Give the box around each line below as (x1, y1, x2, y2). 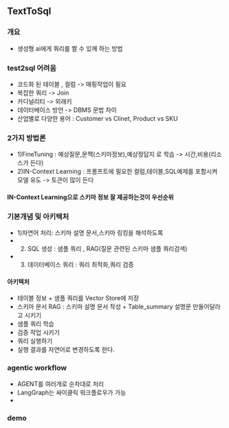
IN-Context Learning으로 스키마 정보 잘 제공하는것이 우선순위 (7, 192, 174, 201)
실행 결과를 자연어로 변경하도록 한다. (17, 346, 115, 354)
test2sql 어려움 (7, 63, 56, 73)
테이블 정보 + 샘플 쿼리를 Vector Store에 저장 (17, 294, 140, 302)
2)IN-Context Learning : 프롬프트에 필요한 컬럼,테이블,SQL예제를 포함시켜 (17, 168, 218, 176)
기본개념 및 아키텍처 (7, 212, 69, 221)
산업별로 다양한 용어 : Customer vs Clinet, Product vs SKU (17, 114, 178, 122)
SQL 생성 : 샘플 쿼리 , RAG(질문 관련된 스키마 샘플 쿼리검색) (27, 245, 188, 253)
